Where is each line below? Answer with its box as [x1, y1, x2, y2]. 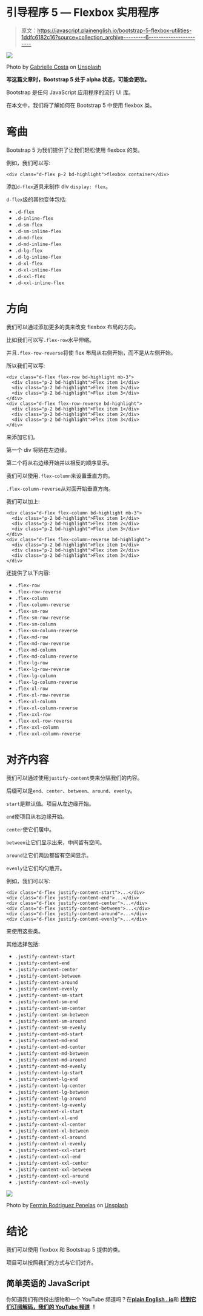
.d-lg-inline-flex [15, 254, 62, 260]
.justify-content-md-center [15, 1044, 86, 1050]
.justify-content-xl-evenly [15, 1140, 86, 1147]
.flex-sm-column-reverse [15, 627, 78, 633]
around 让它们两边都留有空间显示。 [6, 851, 92, 859]
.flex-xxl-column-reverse [15, 731, 81, 737]
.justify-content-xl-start [15, 1108, 84, 1114]
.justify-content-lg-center [15, 1082, 86, 1089]
